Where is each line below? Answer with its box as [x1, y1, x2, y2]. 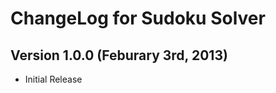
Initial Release [24, 73, 83, 85]
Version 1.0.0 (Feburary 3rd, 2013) [10, 47, 228, 64]
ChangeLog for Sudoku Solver [10, 7, 266, 30]
